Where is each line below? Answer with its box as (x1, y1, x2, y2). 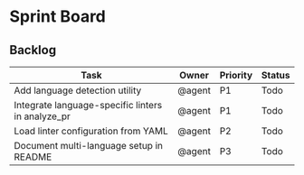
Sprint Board (9, 6, 107, 27)
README (14, 151, 52, 163)
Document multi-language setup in (14, 140, 164, 152)
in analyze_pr (14, 110, 71, 123)
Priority (219, 69, 253, 81)
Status (261, 69, 290, 81)
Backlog (9, 42, 57, 58)
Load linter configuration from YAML (14, 124, 169, 137)
